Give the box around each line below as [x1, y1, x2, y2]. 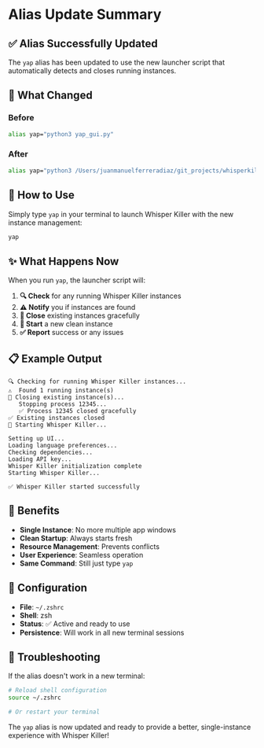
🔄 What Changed [8, 89, 93, 102]
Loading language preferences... [8, 442, 118, 450]
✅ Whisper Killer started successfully [8, 483, 140, 491]
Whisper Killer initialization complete [8, 462, 143, 470]
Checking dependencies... [8, 448, 93, 457]
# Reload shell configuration [8, 687, 108, 695]
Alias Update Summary [8, 6, 162, 24]
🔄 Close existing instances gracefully [19, 311, 140, 320]
